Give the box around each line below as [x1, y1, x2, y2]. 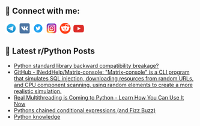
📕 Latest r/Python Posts [5, 46, 95, 56]
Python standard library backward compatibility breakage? [13, 62, 159, 69]
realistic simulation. [13, 88, 62, 95]
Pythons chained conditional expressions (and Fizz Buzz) [13, 106, 156, 114]
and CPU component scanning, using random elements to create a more [13, 81, 193, 88]
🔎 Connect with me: [5, 6, 80, 16]
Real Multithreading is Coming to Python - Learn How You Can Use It [13, 94, 184, 101]
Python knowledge [13, 113, 61, 120]
